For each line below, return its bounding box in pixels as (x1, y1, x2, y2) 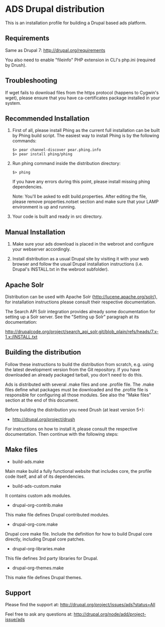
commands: (12, 138, 37, 144)
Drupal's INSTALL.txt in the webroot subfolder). (12, 266, 109, 272)
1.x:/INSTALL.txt (5, 334, 38, 339)
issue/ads (5, 617, 25, 623)
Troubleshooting (5, 77, 58, 85)
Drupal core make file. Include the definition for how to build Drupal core (5, 531, 152, 537)
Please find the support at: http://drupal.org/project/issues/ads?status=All (5, 602, 156, 608)
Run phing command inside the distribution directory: (12, 161, 121, 167)
